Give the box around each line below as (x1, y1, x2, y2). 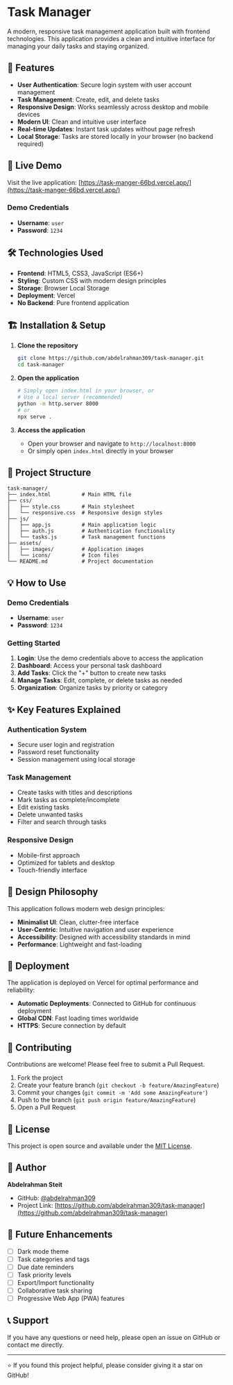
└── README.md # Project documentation (7, 558, 154, 565)
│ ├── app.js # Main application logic (7, 522, 157, 529)
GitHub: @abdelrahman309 (17, 1193, 96, 1202)
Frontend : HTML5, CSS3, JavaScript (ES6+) (17, 269, 144, 277)
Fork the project (17, 1074, 64, 1082)
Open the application (17, 374, 80, 382)
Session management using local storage (17, 755, 136, 764)
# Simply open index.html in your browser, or (17, 387, 155, 395)
